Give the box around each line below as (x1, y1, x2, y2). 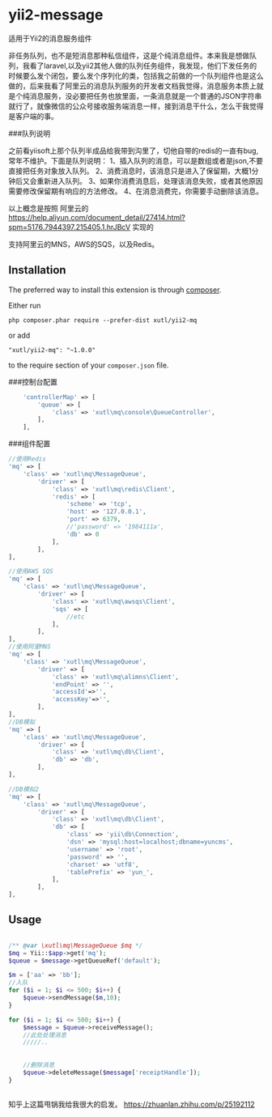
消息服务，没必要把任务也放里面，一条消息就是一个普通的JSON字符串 (29, 91, 262, 100)
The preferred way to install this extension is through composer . (8, 285, 222, 295)
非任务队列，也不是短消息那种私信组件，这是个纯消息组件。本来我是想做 (8, 50, 249, 60)
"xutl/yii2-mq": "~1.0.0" (8, 346, 96, 354)
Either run (8, 300, 41, 310)
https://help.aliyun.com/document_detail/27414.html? (8, 212, 186, 222)
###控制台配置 (8, 376, 58, 386)
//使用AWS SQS (8, 567, 54, 575)
